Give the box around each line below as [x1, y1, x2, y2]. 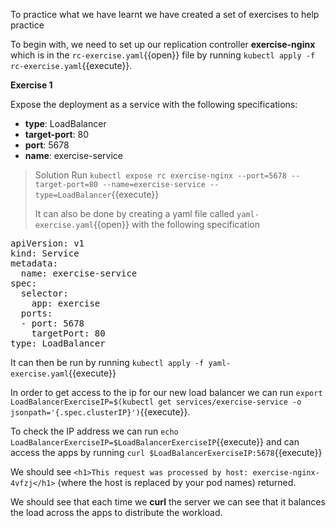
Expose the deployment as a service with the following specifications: [10, 99, 298, 110]
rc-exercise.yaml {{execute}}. [10, 60, 133, 71]
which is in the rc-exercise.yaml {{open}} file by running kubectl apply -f [10, 49, 316, 61]
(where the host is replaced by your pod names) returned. [57, 477, 297, 488]
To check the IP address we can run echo [10, 425, 179, 437]
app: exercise [31, 298, 101, 309]
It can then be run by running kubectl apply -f [10, 357, 205, 368]
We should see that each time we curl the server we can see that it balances [10, 496, 326, 508]
